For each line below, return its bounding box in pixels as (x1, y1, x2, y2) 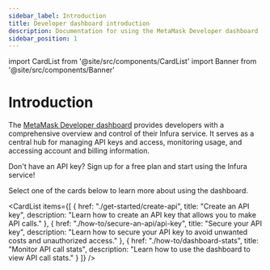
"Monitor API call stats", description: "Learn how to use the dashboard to (8, 244, 251, 255)
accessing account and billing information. (8, 146, 150, 156)
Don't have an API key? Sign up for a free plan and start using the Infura (8, 162, 248, 171)
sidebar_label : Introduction (8, 11, 107, 20)
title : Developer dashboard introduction (8, 19, 150, 27)
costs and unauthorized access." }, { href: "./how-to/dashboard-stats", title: (8, 236, 259, 246)
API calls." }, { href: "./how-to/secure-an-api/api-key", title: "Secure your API (8, 219, 263, 229)
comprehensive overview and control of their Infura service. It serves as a (8, 129, 255, 138)
